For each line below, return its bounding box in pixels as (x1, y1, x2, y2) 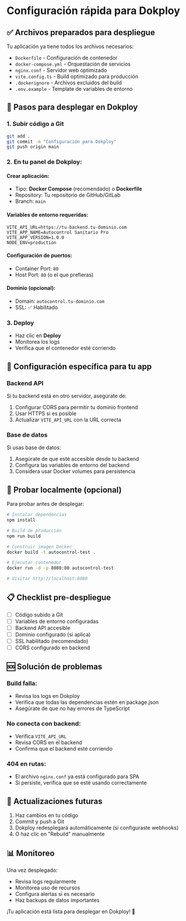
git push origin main (6, 144, 59, 150)
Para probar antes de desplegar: (6, 501, 85, 508)
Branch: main (15, 198, 46, 205)
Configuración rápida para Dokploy (6, 4, 180, 18)
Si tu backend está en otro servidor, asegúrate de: (6, 392, 127, 399)
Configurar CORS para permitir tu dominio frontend (15, 404, 138, 411)
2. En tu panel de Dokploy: (6, 158, 82, 166)
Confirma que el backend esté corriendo (15, 745, 113, 752)
